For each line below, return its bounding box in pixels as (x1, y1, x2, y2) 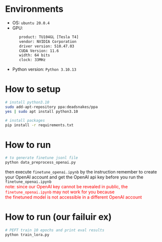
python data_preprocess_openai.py (5, 160, 76, 165)
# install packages (5, 118, 45, 123)
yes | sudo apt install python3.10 (5, 109, 78, 114)
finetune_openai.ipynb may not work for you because (5, 189, 115, 195)
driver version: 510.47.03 (19, 43, 75, 49)
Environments (5, 3, 64, 15)
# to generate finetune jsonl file (5, 155, 78, 161)
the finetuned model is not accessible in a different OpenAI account (5, 194, 142, 200)
